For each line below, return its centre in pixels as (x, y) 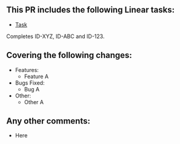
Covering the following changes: (69, 55)
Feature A (36, 76)
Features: (27, 70)
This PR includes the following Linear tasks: (90, 10)
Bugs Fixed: (30, 83)
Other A (34, 102)
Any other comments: (48, 121)
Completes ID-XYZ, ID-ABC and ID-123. (55, 36)
